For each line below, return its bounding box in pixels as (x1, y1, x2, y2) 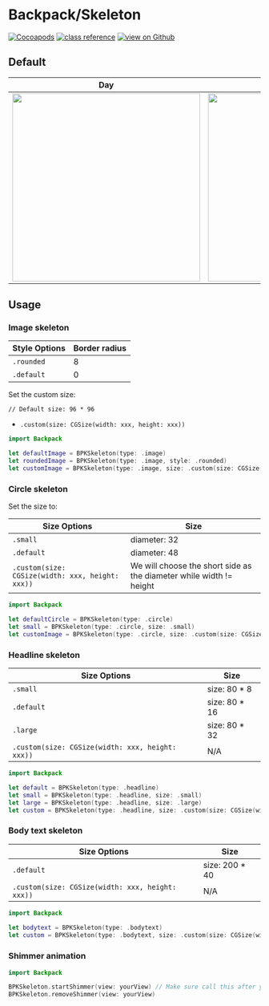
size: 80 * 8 (207, 684, 252, 695)
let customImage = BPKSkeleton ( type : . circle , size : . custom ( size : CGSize (8, 630, 263, 639)
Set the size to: (8, 501, 58, 511)
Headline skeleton (8, 649, 80, 660)
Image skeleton (8, 322, 70, 334)
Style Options (12, 343, 66, 354)
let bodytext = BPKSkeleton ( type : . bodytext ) (8, 924, 163, 932)
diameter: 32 (130, 534, 179, 546)
